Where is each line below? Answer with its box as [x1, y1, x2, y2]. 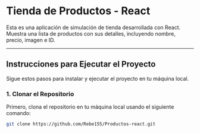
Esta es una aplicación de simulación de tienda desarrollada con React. [6, 24, 181, 31]
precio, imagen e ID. [6, 36, 55, 43]
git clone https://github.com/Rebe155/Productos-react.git [6, 121, 156, 127]
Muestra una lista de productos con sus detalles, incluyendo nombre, [6, 30, 176, 37]
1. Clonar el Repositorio [6, 90, 74, 98]
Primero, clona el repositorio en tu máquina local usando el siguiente [6, 103, 174, 110]
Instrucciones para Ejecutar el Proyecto [6, 59, 156, 69]
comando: [6, 110, 31, 117]
